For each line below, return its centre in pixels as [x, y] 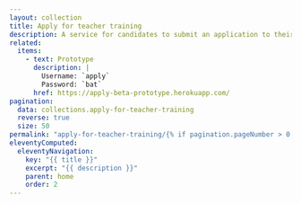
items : [30, 51]
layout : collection [46, 18]
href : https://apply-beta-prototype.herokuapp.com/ [131, 93]
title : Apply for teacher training [76, 26]
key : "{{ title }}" [62, 159]
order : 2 [42, 185]
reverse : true [43, 118]
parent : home [50, 176]
